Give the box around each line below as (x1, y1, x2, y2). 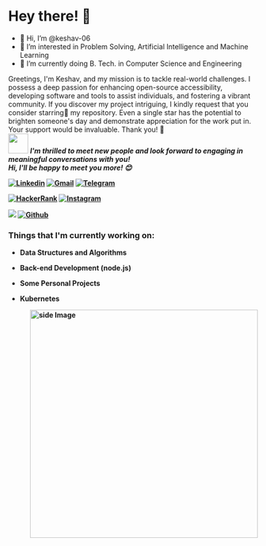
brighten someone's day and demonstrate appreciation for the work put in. (8, 116, 252, 125)
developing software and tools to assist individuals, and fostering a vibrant (8, 90, 251, 100)
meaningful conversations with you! (8, 154, 131, 163)
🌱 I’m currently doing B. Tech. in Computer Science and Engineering (19, 59, 242, 68)
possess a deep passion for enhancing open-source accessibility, (8, 83, 223, 92)
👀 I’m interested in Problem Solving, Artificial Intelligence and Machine (19, 41, 249, 51)
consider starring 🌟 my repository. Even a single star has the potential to (8, 107, 241, 117)
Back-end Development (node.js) (19, 263, 132, 273)
